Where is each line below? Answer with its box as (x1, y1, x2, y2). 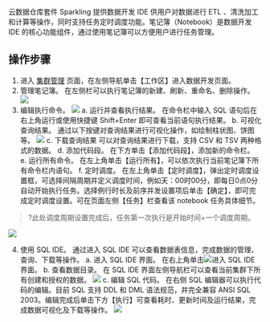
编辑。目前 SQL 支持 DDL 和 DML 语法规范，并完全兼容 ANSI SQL (34, 284, 252, 295)
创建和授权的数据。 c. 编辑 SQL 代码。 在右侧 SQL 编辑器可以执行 (27, 275, 255, 284)
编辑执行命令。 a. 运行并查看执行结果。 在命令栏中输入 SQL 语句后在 (19, 105, 257, 115)
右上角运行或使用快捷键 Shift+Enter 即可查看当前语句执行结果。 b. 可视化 (19, 115, 262, 124)
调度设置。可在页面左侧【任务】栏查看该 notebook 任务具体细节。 (41, 195, 260, 205)
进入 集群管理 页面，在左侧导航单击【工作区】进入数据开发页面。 (19, 75, 235, 85)
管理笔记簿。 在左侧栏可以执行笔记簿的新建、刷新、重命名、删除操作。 (19, 85, 255, 95)
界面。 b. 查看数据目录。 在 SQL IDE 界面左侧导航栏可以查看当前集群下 (19, 264, 254, 275)
